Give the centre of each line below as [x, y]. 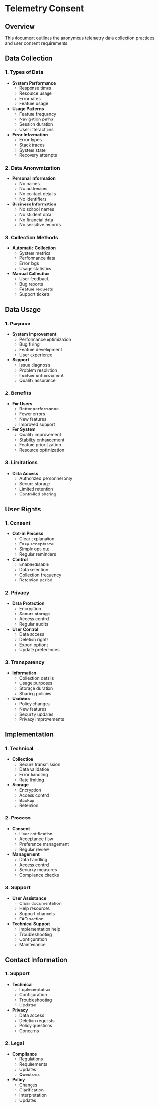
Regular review [34, 849]
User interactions [37, 129]
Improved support [37, 424]
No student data [35, 214]
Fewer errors [32, 414]
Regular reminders [38, 554]
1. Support [17, 973]
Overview [20, 26]
